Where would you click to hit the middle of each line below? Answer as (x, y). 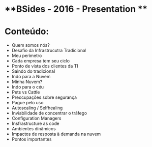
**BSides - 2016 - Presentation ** (76, 9)
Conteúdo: (27, 32)
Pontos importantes (32, 139)
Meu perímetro (27, 56)
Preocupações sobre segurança (44, 97)
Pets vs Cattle (26, 92)
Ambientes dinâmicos (34, 129)
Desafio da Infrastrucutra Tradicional (49, 51)
